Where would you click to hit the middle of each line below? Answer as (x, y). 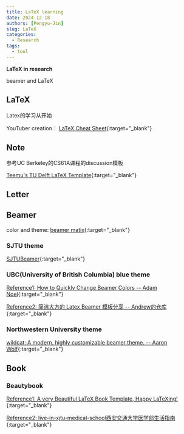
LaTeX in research (29, 69)
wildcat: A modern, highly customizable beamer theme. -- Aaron (87, 343)
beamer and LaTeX (30, 80)
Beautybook (25, 385)
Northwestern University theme (54, 329)
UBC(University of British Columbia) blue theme (78, 275)
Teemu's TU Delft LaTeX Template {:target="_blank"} (72, 175)
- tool (20, 52)
